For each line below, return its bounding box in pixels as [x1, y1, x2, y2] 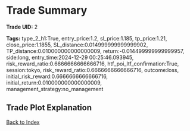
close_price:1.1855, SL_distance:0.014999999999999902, [6, 41, 148, 48]
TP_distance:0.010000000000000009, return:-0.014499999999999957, [6, 47, 185, 54]
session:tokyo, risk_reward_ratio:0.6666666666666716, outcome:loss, [6, 66, 179, 73]
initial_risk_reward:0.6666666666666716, [6, 73, 108, 80]
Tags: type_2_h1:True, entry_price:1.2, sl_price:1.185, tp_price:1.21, [6, 35, 167, 42]
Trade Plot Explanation [6, 102, 92, 113]
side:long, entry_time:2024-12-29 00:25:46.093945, [6, 54, 134, 61]
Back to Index [6, 118, 40, 126]
